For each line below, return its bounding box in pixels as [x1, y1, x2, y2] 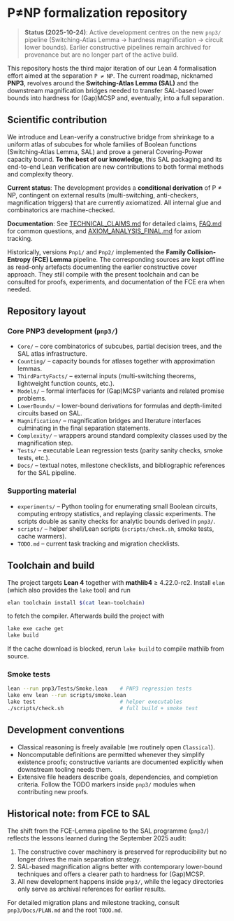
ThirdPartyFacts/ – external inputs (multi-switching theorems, [17, 372, 196, 380]
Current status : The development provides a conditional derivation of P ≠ [7, 183, 222, 192]
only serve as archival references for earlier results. [17, 885, 166, 893]
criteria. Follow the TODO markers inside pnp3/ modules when [17, 780, 196, 789]
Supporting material [7, 486, 77, 496]
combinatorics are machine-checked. [7, 205, 115, 214]
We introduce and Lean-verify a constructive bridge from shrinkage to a [7, 132, 214, 141]
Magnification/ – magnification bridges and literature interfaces [17, 417, 201, 425]
